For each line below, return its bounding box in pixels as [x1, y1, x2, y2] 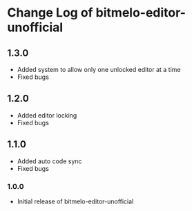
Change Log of [7, 5, 93, 21]
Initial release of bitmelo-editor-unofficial [17, 197, 134, 205]
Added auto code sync [17, 157, 82, 165]
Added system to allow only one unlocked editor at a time [17, 66, 181, 73]
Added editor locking [17, 111, 77, 119]
